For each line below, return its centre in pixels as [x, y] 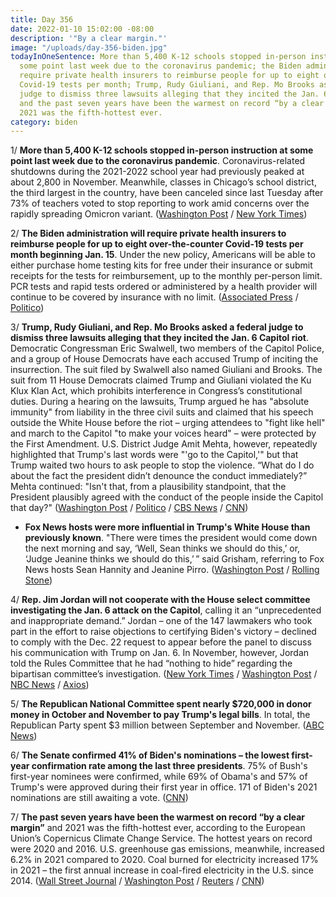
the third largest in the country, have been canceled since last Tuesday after [167, 193]
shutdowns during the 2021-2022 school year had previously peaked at [157, 172]
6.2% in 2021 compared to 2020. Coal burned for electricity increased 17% [164, 860]
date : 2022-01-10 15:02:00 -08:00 [82, 29]
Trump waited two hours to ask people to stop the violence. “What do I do [162, 465]
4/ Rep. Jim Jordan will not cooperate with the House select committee [160, 600]
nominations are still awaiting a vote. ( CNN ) [99, 798]
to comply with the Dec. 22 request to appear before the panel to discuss [161, 642]
